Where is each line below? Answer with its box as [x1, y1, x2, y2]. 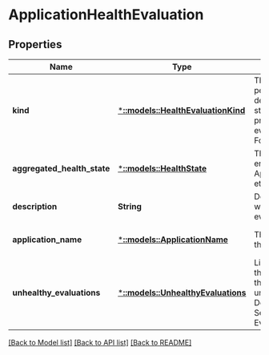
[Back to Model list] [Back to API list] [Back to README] [8, 338, 192, 347]
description [12, 201, 58, 212]
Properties [8, 38, 62, 51]
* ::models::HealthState [117, 163, 207, 174]
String [117, 201, 143, 212]
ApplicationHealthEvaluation [8, 6, 204, 24]
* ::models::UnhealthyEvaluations [117, 287, 247, 298]
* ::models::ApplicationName [117, 234, 228, 245]
